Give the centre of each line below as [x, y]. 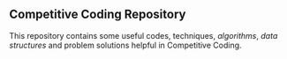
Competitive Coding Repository [98, 15]
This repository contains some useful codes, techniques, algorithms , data [143, 35]
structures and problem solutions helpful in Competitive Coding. [125, 45]
